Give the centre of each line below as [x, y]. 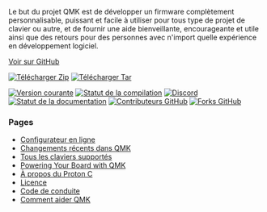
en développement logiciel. [53, 46]
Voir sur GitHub [34, 61]
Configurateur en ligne [57, 139]
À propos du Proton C [56, 174]
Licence [33, 183]
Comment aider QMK [55, 200]
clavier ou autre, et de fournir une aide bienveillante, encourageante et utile [134, 29]
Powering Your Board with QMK [73, 165]
